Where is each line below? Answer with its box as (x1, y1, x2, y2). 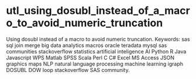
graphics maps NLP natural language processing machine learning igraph (6, 60, 183, 67)
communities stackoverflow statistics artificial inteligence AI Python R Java (6, 48, 187, 55)
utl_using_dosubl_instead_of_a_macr (6, 4, 190, 17)
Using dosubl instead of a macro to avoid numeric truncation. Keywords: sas (6, 35, 190, 42)
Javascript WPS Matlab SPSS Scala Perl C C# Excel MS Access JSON (6, 54, 174, 61)
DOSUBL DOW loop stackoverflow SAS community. (6, 66, 130, 73)
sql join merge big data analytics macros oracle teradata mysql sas (6, 42, 167, 49)
